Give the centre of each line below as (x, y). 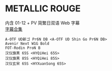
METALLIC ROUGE (43, 9)
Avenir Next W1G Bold (27, 43)
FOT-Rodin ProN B (23, 48)
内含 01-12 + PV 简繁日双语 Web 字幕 (42, 23)
